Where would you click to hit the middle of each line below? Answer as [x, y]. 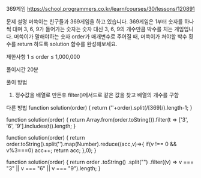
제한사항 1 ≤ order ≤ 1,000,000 [43, 57]
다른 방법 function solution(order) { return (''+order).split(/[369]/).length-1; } [99, 108]
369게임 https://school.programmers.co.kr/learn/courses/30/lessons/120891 [100, 9]
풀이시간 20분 [22, 70]
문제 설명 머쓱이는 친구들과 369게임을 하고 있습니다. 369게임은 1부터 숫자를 [94, 22]
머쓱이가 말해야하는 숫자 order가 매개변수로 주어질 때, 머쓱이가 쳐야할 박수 [101, 37]
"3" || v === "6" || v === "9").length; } [53, 168]
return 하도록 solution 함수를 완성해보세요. [67, 44]
